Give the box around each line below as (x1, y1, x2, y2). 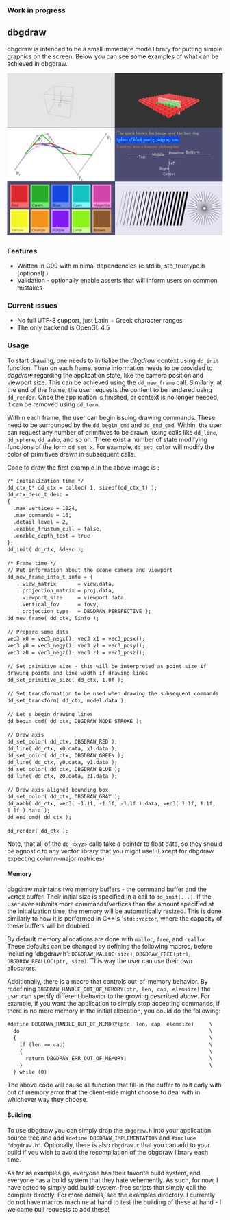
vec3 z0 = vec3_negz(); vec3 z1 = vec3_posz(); (7, 649, 146, 656)
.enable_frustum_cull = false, (13, 525, 103, 532)
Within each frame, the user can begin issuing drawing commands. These (7, 413, 216, 422)
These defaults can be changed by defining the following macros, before (7, 942, 213, 950)
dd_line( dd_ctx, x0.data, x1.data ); (7, 745, 118, 752)
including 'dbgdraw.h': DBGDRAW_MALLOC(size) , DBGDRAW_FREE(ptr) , (7, 949, 190, 958)
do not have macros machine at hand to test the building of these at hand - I (7, 1198, 222, 1206)
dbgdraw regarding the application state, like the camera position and (7, 371, 204, 379)
